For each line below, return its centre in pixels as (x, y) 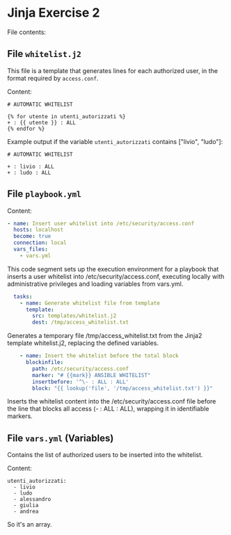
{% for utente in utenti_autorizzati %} (67, 116)
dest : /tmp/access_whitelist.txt (81, 322)
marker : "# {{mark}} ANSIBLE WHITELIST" (91, 375)
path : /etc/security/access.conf (81, 369)
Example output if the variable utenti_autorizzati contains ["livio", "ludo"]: (115, 141)
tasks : (23, 296)
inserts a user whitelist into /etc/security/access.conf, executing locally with (116, 276)
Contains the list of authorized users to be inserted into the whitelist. (105, 455)
